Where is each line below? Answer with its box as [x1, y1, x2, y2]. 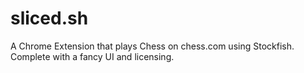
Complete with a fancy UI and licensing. [10, 50, 175, 62]
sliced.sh [10, 7, 89, 30]
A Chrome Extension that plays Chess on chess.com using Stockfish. [10, 40, 295, 52]
